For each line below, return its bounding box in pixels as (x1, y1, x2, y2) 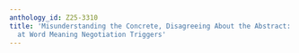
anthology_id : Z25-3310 (9, 13, 99, 22)
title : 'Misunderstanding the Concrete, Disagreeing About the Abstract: (9, 22, 292, 31)
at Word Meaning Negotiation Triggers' (17, 30, 167, 39)
